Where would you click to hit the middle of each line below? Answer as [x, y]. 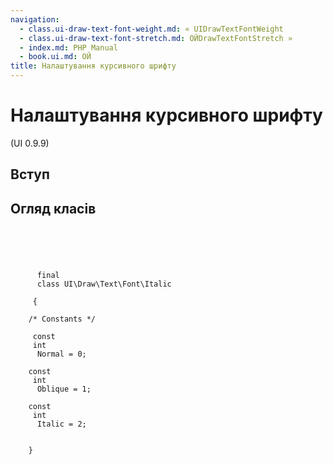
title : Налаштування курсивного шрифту [93, 66]
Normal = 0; [61, 354]
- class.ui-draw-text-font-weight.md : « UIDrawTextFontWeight [151, 29]
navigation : [35, 19]
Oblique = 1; [64, 389]
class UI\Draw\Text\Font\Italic [104, 284]
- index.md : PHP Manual [68, 47]
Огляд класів [53, 208]
